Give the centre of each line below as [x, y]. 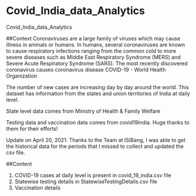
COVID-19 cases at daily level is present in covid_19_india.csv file [93, 175]
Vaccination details [38, 187]
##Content [19, 164]
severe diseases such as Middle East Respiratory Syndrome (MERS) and [93, 57]
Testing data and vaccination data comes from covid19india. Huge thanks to [98, 122]
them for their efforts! [32, 129]
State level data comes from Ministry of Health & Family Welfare [83, 111]
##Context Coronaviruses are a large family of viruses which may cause [93, 38]
